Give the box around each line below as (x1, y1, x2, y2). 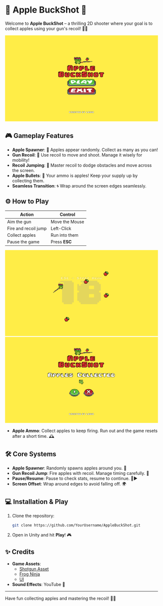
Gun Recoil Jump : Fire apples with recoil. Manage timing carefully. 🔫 (12, 470, 149, 476)
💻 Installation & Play (5, 498, 68, 506)
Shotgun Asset (19, 566, 49, 571)
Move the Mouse (50, 219, 84, 225)
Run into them (50, 232, 79, 238)
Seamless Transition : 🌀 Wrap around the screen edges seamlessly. (12, 183, 147, 189)
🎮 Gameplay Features (5, 131, 74, 140)
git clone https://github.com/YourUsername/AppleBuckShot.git (12, 523, 141, 528)
